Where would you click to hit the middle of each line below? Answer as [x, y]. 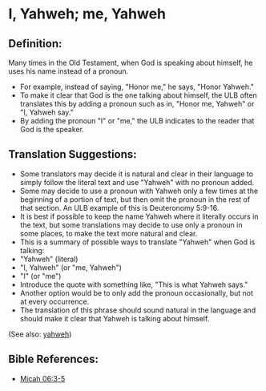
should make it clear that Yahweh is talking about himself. [115, 318]
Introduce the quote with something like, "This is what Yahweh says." [134, 284]
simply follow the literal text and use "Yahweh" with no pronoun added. [137, 182]
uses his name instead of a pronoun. [69, 71]
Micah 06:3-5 [42, 378]
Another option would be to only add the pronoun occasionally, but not [137, 292]
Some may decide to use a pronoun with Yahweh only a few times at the [139, 191]
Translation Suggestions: [73, 154]
